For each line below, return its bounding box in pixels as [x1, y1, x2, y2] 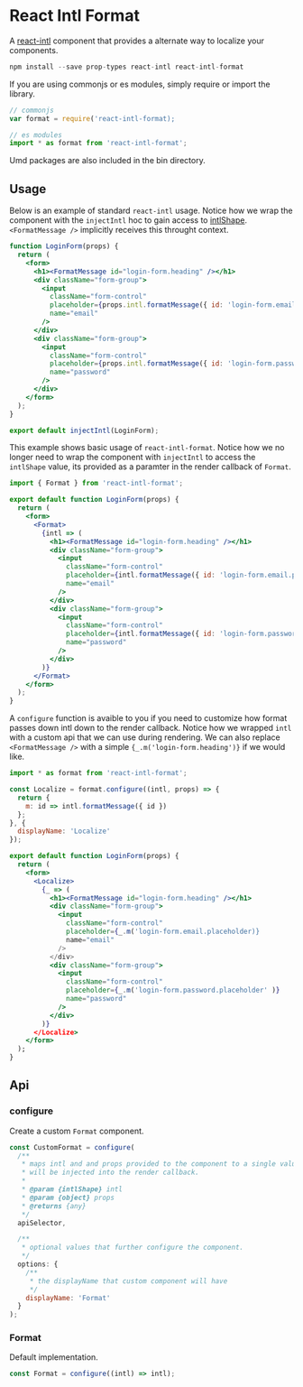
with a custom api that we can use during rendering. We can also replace [9, 732, 281, 743]
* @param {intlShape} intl [21, 1185, 124, 1194]
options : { [17, 1260, 59, 1269]
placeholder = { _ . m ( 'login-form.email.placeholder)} [66, 927, 260, 936]
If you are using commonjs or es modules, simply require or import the [9, 79, 271, 89]
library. [9, 88, 36, 99]
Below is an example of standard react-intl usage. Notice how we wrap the [9, 205, 293, 217]
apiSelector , [17, 1218, 67, 1227]
